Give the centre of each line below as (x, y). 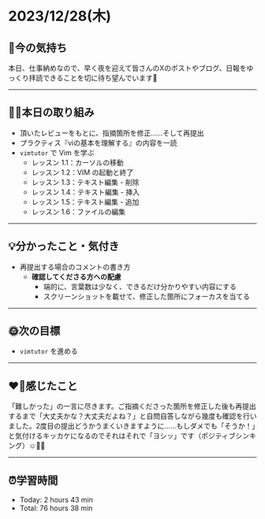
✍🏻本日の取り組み (51, 112)
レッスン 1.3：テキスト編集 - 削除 (85, 182)
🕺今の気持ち (37, 48)
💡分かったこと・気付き (64, 246)
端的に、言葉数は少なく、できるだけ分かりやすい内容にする (140, 286)
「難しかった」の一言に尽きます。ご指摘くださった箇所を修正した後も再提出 (132, 406)
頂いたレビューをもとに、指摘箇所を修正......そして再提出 (112, 133)
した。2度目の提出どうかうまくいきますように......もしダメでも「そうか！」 (135, 426)
